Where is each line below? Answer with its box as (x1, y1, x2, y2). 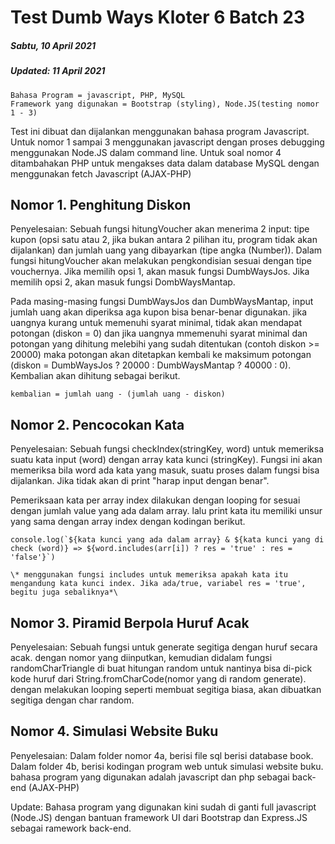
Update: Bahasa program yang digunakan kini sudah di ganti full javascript (10, 801, 317, 813)
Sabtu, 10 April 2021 (10, 39, 97, 51)
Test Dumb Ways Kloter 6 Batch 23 (10, 6, 306, 29)
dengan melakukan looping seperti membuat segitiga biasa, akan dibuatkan (10, 683, 322, 695)
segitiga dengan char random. (10, 694, 135, 706)
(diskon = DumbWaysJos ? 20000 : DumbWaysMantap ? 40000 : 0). (10, 359, 292, 371)
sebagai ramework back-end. (10, 822, 132, 834)
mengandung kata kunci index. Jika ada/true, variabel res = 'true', (10, 579, 307, 589)
